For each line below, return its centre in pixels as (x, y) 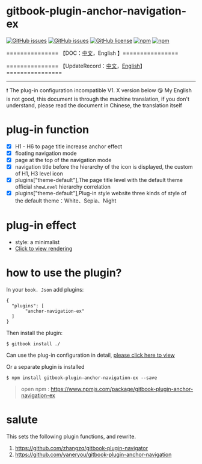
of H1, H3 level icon (39, 174)
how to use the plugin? (64, 273)
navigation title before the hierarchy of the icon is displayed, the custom (104, 167)
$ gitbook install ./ (33, 344)
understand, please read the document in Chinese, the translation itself (94, 105)
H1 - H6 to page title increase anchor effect (68, 146)
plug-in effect (41, 226)
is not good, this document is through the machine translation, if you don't (98, 99)
